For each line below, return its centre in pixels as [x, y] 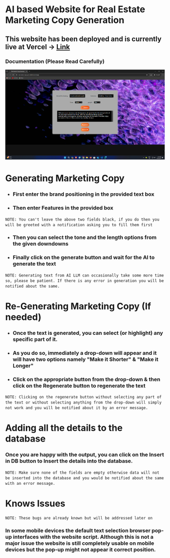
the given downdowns [40, 244]
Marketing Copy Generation [65, 20]
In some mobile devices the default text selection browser [78, 531]
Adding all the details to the [64, 428]
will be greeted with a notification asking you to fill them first [79, 225]
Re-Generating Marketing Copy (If [78, 306]
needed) [23, 317]
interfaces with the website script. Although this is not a [83, 537]
